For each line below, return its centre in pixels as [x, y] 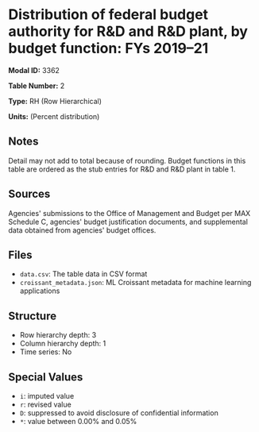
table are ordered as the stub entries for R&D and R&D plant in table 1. [122, 169]
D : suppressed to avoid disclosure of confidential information [119, 413]
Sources [29, 194]
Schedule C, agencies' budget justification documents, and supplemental [128, 222]
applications [40, 291]
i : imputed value [47, 396]
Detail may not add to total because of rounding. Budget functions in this [127, 160]
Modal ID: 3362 [34, 70]
